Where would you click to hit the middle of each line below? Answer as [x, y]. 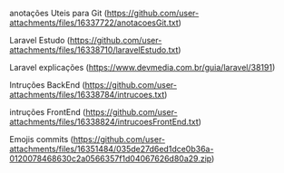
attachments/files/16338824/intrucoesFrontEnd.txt [104, 122]
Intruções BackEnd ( [48, 85]
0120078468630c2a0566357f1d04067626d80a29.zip [110, 159]
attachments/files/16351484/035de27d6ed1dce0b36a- [112, 149]
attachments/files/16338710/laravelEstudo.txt [94, 50]
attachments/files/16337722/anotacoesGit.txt [94, 23]
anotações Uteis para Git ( [58, 13]
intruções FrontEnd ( [48, 112]
